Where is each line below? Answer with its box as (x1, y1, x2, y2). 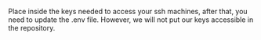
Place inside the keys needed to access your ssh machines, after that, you (8, 7, 248, 16)
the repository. (8, 24, 56, 32)
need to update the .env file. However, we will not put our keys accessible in (8, 15, 254, 24)
